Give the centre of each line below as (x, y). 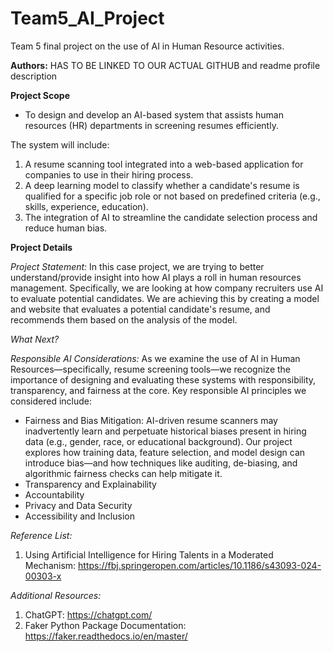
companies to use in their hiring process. (109, 174)
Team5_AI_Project (87, 18)
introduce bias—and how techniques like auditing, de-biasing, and (161, 463)
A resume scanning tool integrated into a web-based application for (164, 164)
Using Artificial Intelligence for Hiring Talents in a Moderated (149, 554)
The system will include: (60, 144)
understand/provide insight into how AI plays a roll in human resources (156, 277)
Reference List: (41, 535)
